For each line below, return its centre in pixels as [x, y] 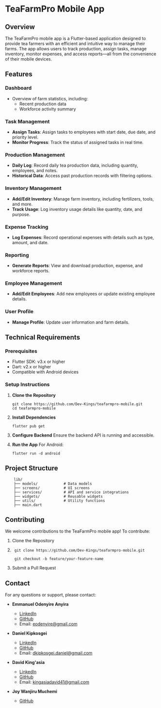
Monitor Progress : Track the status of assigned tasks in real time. [78, 142]
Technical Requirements [43, 338]
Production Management [35, 155]
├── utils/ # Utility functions [59, 501]
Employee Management [33, 283]
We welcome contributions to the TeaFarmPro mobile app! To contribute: [78, 531]
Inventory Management [33, 189]
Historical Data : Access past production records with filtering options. [82, 176]
